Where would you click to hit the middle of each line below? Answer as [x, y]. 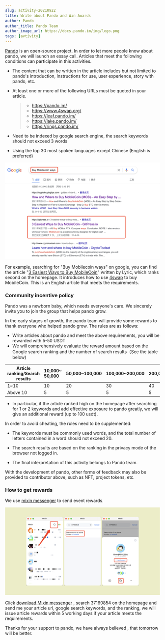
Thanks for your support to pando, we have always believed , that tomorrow [82, 628]
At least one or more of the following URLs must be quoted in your [79, 91]
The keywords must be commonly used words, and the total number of [84, 433]
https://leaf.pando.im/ [54, 116]
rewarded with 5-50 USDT [39, 341]
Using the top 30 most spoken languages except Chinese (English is [81, 151]
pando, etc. [24, 81]
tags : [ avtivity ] [23, 36]
